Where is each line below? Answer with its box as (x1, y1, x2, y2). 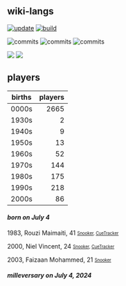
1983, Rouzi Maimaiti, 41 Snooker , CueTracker (7, 229, 119, 237)
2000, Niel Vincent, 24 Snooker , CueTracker (7, 242, 115, 250)
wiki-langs (7, 6, 54, 17)
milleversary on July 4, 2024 (7, 271, 92, 280)
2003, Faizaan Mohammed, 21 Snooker (7, 256, 112, 264)
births (11, 92, 33, 102)
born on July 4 (7, 213, 50, 222)
